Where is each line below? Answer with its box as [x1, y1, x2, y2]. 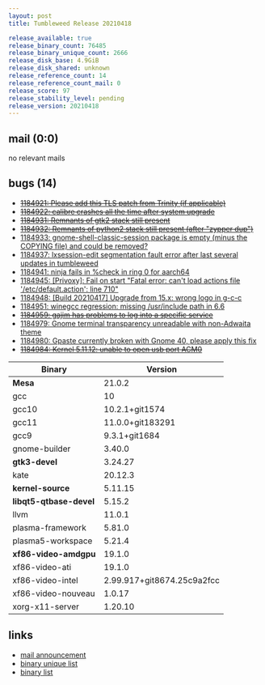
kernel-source [12, 483, 70, 494]
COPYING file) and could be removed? [19, 240, 148, 251]
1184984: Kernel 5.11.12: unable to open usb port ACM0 [19, 344, 203, 354]
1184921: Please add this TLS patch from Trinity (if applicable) [19, 198, 226, 207]
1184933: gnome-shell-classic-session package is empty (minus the [19, 232, 248, 242]
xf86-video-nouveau [12, 588, 95, 599]
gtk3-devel [12, 456, 58, 467]
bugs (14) [8, 177, 57, 190]
